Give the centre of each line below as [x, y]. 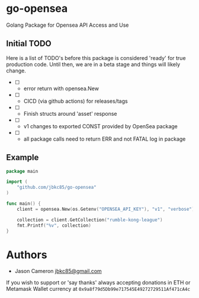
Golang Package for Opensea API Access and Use [68, 25]
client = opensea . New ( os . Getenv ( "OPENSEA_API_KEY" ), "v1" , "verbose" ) [106, 209]
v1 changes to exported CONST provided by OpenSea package [100, 126]
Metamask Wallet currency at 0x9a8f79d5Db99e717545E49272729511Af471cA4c [98, 289]
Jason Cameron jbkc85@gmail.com [58, 271]
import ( [17, 182]
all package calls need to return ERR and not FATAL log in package [105, 139]
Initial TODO [29, 44]
